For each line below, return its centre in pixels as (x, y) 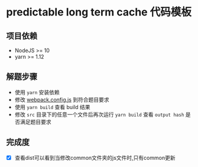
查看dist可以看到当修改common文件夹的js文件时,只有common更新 (95, 158)
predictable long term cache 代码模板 (99, 12)
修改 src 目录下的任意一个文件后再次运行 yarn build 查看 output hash (99, 114)
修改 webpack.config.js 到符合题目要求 (62, 99)
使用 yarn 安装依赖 (37, 92)
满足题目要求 (35, 121)
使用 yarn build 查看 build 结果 (52, 107)
